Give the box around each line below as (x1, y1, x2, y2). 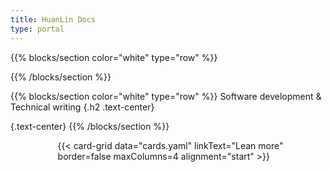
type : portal (10, 24, 65, 34)
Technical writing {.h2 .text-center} (10, 101, 155, 113)
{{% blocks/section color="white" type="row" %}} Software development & (10, 90, 322, 102)
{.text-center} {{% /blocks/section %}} (10, 120, 170, 132)
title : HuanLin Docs (10, 14, 97, 25)
